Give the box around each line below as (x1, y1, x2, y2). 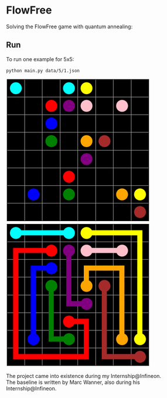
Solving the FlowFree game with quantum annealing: (6, 23, 133, 30)
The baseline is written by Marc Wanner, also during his (6, 379, 141, 386)
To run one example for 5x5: (6, 55, 74, 62)
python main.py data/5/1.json (6, 68, 80, 73)
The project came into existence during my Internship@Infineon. (6, 372, 162, 379)
